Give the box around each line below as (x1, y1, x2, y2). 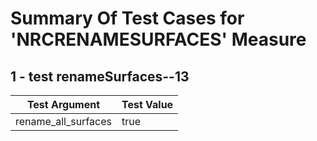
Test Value (121, 98, 174, 111)
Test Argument (26, 98, 101, 111)
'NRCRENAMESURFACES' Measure (10, 28, 307, 51)
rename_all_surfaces (15, 115, 112, 128)
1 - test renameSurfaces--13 (10, 68, 190, 85)
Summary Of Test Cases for (10, 7, 245, 30)
